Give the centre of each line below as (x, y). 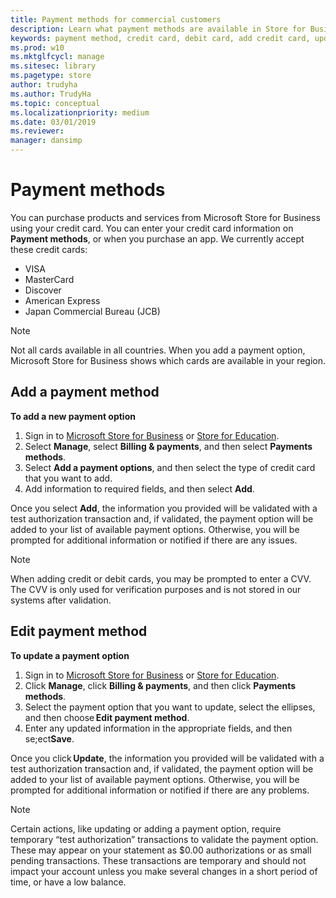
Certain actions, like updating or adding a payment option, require (146, 828)
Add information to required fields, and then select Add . (139, 488)
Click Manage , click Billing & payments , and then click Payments (160, 685)
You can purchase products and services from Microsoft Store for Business (165, 217)
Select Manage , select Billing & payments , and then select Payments (168, 446)
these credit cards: (49, 249)
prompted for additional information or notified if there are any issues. (154, 540)
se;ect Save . (49, 738)
